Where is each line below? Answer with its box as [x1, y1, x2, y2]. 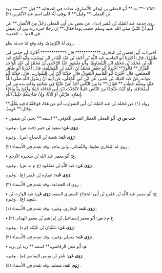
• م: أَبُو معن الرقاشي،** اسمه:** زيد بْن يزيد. [5, 243, 88, 249]
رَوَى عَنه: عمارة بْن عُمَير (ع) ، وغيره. [5, 172, 71, 178]
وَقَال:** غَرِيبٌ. [5, 106, 32, 111]
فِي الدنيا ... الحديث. [5, 31, 41, 36]
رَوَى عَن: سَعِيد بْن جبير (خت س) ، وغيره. [5, 125, 80, 130]
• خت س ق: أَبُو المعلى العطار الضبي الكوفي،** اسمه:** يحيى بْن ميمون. [5, 115, 137, 121]
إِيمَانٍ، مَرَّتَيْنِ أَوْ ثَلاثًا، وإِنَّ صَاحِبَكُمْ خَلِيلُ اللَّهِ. [5, 91, 82, 97]
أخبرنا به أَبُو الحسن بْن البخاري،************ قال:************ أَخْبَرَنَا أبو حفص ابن [5, 50, 157, 55]
